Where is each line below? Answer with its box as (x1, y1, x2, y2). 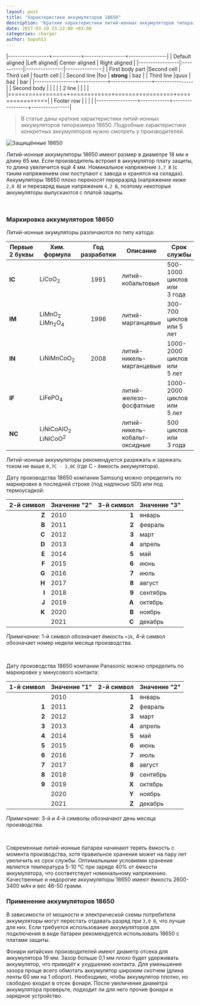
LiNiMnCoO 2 (39, 354, 76, 363)
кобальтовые (121, 279, 160, 287)
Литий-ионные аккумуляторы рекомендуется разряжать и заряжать (6, 456, 182, 463)
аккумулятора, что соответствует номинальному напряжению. (6, 870, 168, 877)
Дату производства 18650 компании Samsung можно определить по (6, 474, 182, 481)
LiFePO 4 (39, 393, 63, 403)
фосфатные (121, 401, 155, 410)
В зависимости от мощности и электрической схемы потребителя (6, 911, 176, 918)
